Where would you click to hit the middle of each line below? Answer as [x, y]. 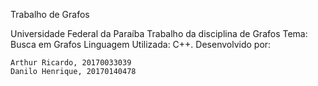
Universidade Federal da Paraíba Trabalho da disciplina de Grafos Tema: [159, 33]
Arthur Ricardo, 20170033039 [71, 63]
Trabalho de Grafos [50, 14]
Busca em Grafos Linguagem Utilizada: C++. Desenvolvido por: [141, 44]
